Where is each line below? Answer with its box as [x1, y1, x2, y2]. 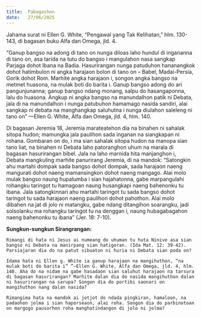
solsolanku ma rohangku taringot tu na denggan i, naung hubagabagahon [6, 207, 188, 214]
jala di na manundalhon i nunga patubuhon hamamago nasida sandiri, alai [6, 100, 188, 107]
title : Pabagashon [6, 8, 55, 15]
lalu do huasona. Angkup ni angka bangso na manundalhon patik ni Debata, [6, 94, 193, 101]
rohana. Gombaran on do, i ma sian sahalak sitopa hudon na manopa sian [6, 137, 188, 144]
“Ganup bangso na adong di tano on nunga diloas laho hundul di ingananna [6, 49, 193, 56]
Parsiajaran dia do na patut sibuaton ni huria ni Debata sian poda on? [6, 247, 192, 253]
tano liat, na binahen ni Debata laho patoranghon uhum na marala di [6, 143, 174, 151]
